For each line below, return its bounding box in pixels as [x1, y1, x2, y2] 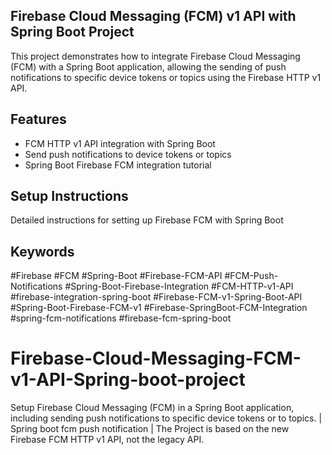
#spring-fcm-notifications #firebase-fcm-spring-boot [10, 312, 232, 324]
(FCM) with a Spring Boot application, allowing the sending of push [10, 60, 287, 73]
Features [10, 111, 67, 128]
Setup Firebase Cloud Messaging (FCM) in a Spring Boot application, [10, 402, 295, 414]
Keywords [10, 243, 75, 260]
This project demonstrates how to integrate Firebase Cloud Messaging [10, 50, 301, 62]
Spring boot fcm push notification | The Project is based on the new [10, 423, 290, 435]
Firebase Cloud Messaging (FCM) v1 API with [10, 8, 297, 25]
